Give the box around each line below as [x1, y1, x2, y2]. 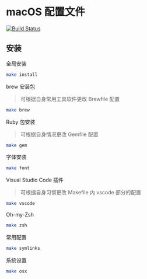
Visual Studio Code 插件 [6, 176, 64, 184]
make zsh [6, 222, 27, 228]
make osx [6, 268, 27, 274]
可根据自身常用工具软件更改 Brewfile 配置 [20, 95, 120, 102]
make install [6, 71, 38, 78]
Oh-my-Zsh [6, 211, 34, 218]
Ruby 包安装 [6, 118, 36, 125]
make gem [6, 142, 27, 148]
